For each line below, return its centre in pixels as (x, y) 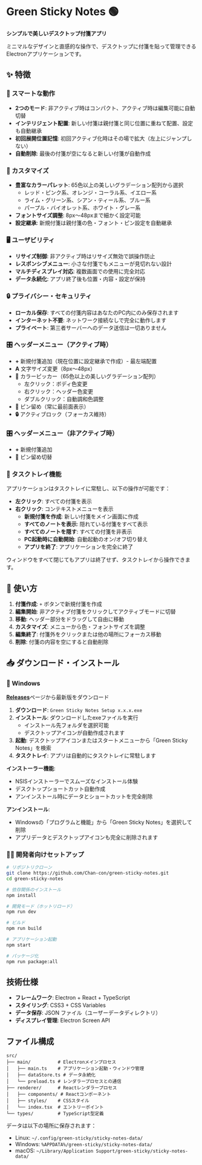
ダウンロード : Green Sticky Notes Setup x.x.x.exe (79, 710)
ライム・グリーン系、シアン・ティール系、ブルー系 (87, 200)
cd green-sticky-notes (35, 879)
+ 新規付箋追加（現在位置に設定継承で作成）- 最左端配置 (86, 361)
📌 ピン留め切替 (34, 457)
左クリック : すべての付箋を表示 (54, 501)
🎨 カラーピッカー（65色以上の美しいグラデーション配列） (87, 376)
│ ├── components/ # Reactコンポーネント (59, 1095)
